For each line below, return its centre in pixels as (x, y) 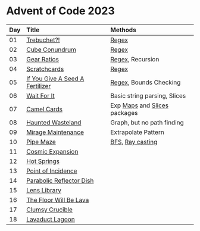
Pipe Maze (41, 142)
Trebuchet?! (43, 40)
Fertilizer (39, 86)
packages (124, 113)
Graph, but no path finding (147, 122)
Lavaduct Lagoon (51, 219)
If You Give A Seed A (55, 79)
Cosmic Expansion (52, 151)
